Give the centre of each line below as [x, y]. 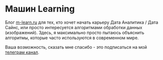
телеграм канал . [22, 52]
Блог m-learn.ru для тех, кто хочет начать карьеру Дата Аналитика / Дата [82, 22]
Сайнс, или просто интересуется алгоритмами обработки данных [74, 27]
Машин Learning [40, 9]
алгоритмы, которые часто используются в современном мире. [72, 38]
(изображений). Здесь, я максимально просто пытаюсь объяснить [75, 32]
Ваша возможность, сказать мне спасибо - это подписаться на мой [76, 47]
